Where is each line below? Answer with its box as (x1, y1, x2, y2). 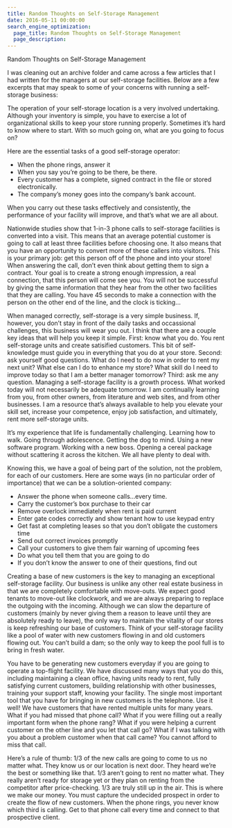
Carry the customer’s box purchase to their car (17, 499, 151, 508)
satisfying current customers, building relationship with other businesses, (7, 681, 217, 690)
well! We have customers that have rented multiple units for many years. (7, 704, 213, 712)
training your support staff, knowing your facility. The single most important (7, 689, 223, 697)
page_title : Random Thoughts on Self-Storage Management (13, 29, 181, 37)
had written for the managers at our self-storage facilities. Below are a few (7, 76, 220, 84)
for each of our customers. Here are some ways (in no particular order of (7, 472, 215, 480)
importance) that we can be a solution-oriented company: (7, 479, 172, 487)
